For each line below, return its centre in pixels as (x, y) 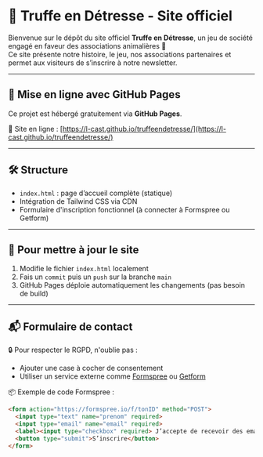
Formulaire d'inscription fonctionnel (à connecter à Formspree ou (124, 209)
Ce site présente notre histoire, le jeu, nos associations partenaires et (120, 54)
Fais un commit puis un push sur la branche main (95, 277)
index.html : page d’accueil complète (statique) (96, 193)
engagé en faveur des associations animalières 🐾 (87, 45)
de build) (34, 294)
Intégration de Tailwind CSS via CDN (78, 201)
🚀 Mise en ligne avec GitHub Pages (95, 94)
